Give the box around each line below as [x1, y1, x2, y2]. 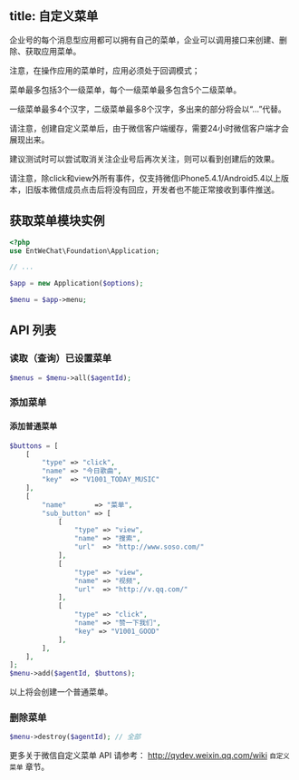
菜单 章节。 [9, 761, 50, 773]
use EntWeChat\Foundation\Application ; [9, 246, 160, 256]
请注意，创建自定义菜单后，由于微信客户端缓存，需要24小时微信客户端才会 [9, 122, 290, 133]
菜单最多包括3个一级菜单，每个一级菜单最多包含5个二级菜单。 [9, 84, 242, 95]
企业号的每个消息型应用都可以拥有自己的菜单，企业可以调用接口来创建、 [9, 34, 279, 45]
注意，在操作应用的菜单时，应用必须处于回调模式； [9, 64, 200, 75]
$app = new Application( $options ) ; [9, 279, 144, 288]
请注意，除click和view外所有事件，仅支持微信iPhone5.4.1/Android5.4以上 [9, 172, 282, 183]
